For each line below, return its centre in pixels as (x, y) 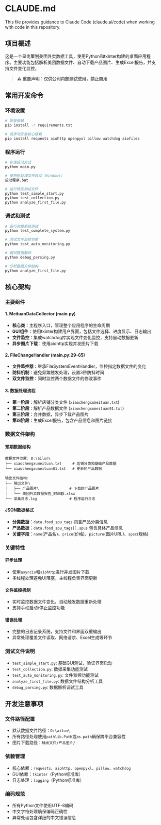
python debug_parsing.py (30, 257)
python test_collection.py (32, 198)
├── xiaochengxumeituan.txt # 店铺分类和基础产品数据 (61, 464)
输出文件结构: (17, 478)
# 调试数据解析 (18, 253)
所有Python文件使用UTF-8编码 (43, 805)
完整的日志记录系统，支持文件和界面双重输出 (57, 632)
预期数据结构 (18, 447)
